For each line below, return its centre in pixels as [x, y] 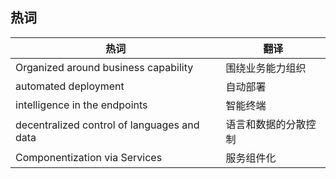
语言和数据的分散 [266, 124]
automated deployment [70, 86]
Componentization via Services [89, 157]
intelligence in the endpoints [81, 105]
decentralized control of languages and [107, 125]
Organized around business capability [104, 67]
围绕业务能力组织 [266, 68]
